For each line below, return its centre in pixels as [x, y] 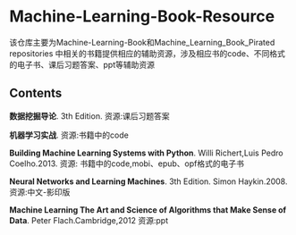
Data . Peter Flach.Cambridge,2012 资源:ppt [89, 220]
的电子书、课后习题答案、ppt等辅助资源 [82, 64]
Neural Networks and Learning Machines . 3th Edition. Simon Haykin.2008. [148, 181]
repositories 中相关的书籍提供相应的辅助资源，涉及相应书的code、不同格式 [148, 53]
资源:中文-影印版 [40, 192]
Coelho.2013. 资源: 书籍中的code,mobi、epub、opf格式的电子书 [127, 164]
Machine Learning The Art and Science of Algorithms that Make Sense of [148, 210]
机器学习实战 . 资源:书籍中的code [69, 135]
